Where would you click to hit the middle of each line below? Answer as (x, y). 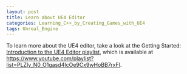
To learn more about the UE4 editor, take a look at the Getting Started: (94, 46)
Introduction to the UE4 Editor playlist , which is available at (80, 52)
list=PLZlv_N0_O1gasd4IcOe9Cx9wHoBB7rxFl (63, 65)
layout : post (23, 12)
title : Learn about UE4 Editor (46, 17)
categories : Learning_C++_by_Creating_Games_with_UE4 (76, 23)
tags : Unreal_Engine (32, 29)
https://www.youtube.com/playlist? (50, 58)
